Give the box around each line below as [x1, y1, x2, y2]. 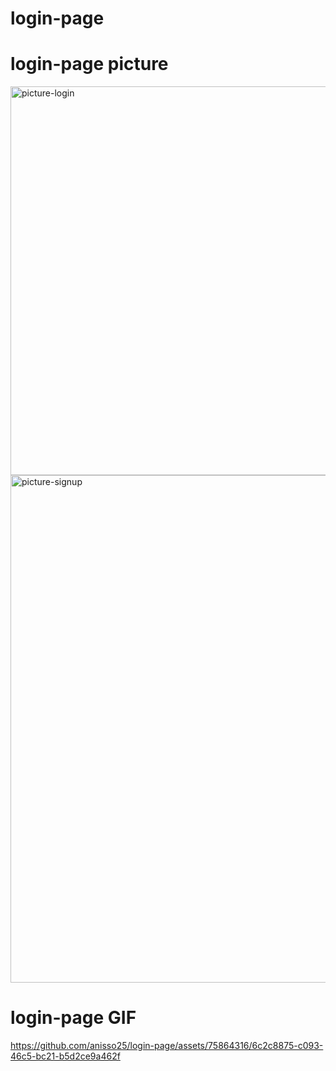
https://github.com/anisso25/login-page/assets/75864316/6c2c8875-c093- [10, 1040, 324, 1052]
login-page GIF [10, 1007, 137, 1029]
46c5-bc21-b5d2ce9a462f [10, 1050, 121, 1062]
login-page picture [10, 53, 169, 76]
